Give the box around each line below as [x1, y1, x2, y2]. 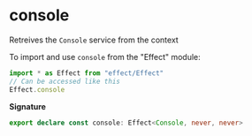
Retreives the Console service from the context [9, 34, 179, 45]
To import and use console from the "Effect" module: [9, 51, 201, 62]
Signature [9, 101, 47, 111]
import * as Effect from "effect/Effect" [9, 68, 164, 78]
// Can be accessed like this [9, 77, 121, 86]
